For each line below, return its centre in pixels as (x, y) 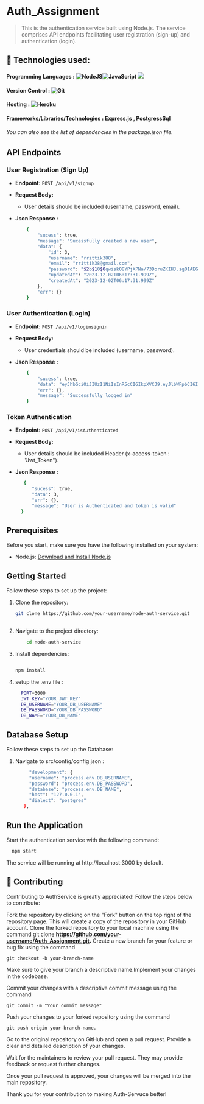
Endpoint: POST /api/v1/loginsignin (61, 326)
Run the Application (45, 825)
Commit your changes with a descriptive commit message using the (92, 988)
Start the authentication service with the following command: (83, 840)
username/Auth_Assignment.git (48, 941)
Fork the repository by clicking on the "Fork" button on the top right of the (99, 915)
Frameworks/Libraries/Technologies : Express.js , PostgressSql (89, 118)
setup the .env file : (39, 682)
